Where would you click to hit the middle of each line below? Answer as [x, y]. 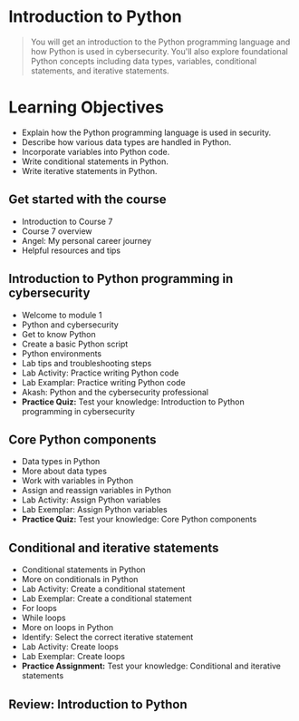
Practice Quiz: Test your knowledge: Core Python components [139, 520]
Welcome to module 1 [62, 315]
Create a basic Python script [75, 344]
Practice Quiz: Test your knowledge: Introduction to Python [133, 402]
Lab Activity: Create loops [70, 647]
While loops [43, 618]
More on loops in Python [68, 628]
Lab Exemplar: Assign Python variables [95, 510]
